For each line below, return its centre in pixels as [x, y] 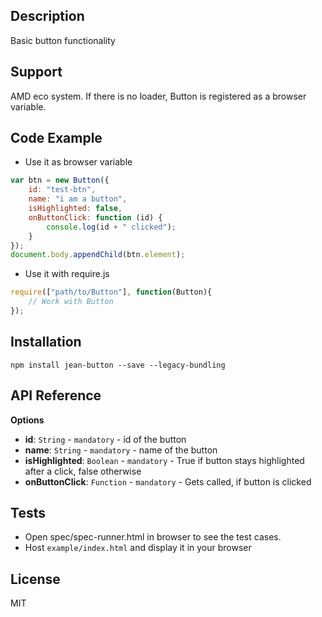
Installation [46, 342]
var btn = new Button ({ [60, 180]
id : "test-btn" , [62, 190]
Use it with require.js [67, 274]
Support [36, 72]
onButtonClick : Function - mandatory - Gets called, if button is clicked [168, 481]
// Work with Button [71, 302]
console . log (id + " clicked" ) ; [111, 227]
